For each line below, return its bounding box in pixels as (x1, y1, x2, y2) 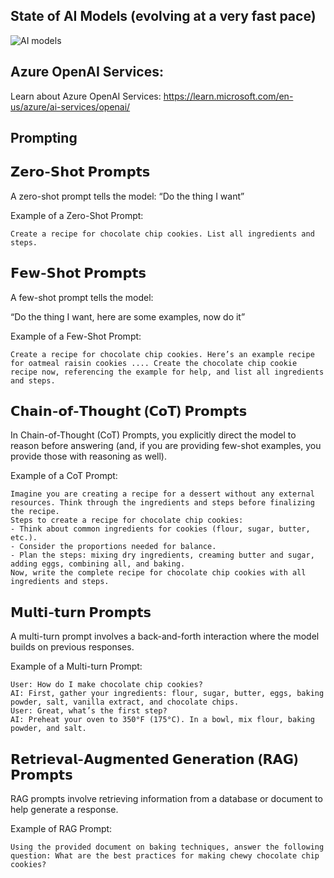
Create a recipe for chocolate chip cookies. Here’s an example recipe (10, 349, 315, 359)
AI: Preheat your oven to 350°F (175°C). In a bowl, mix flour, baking (10, 715, 315, 725)
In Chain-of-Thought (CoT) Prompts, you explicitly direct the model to (10, 429, 297, 441)
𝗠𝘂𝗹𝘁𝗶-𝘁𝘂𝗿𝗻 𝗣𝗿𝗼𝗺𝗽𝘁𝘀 (10, 604, 152, 621)
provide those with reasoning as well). (10, 450, 167, 463)
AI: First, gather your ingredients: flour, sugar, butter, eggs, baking (10, 689, 325, 699)
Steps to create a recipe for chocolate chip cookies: (10, 515, 244, 526)
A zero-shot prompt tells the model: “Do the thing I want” (10, 190, 245, 202)
